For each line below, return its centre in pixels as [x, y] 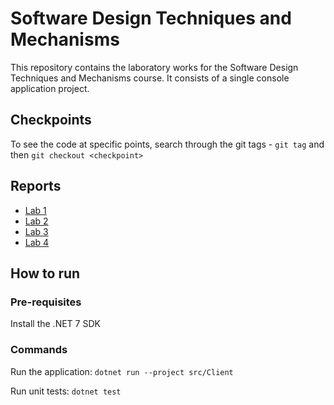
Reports [36, 186]
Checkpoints [51, 120]
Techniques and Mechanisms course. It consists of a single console [150, 78]
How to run [45, 273]
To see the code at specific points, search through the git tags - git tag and [167, 144]
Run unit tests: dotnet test [66, 391]
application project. [50, 88]
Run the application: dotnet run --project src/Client [122, 371]
